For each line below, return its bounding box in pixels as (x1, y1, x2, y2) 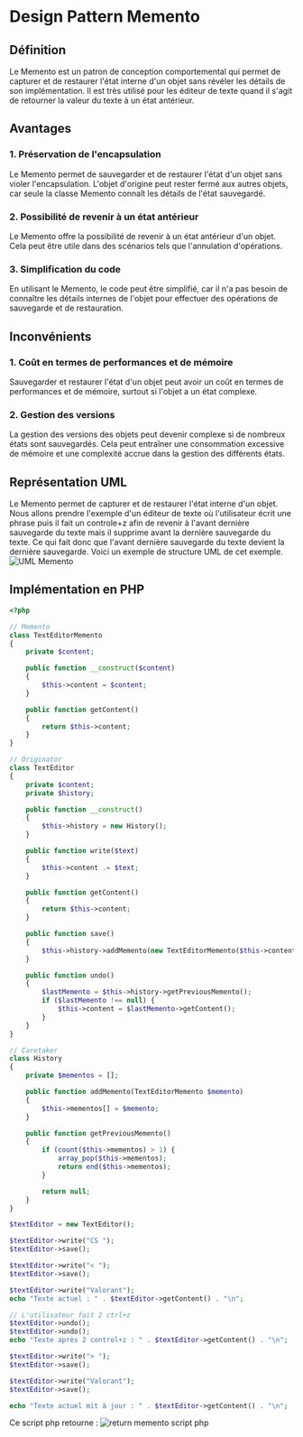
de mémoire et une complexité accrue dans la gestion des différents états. (9, 449, 286, 459)
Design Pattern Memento (9, 6, 200, 27)
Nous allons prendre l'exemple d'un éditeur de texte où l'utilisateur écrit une (9, 508, 291, 519)
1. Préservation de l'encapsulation (9, 148, 162, 161)
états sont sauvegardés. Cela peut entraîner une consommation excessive (9, 439, 285, 450)
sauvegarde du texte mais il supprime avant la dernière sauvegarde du (9, 527, 271, 538)
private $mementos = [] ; (25, 1071, 119, 1080)
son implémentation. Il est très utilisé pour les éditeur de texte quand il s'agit (9, 86, 293, 96)
